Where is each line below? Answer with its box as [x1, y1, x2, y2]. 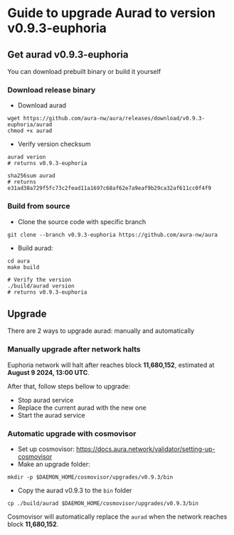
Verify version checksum [17, 140, 91, 149]
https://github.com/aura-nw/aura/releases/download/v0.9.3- [23, 115, 205, 122]
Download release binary [7, 85, 96, 95]
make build [7, 263, 40, 271]
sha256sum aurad [7, 172, 55, 179]
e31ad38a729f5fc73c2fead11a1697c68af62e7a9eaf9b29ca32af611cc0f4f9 [7, 185, 212, 192]
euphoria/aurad [7, 121, 53, 129]
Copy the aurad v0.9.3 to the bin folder [17, 486, 132, 494]
